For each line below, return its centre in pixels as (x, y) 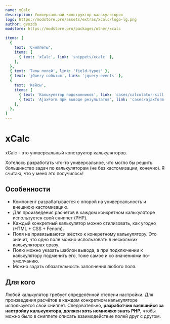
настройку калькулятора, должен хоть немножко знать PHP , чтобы (80, 311)
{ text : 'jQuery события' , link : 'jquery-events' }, (67, 76)
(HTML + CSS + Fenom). (38, 229)
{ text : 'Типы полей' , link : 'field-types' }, (60, 71)
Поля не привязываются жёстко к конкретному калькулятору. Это (84, 234)
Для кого (20, 282)
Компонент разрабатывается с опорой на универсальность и (79, 202)
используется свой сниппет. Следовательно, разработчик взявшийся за (84, 305)
